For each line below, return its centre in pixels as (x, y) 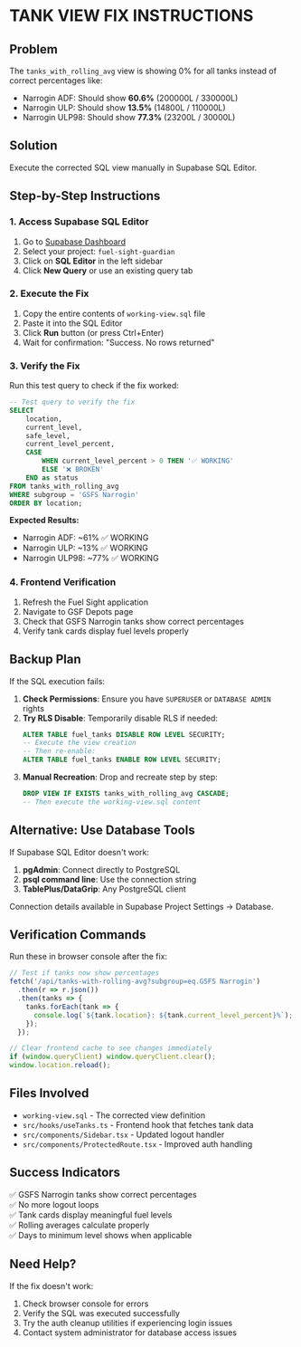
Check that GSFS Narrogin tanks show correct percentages (133, 621)
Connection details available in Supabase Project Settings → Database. (141, 906)
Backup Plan (45, 659)
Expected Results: (44, 521)
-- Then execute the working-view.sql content (112, 802)
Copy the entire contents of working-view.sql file (114, 313)
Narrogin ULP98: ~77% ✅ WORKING (91, 559)
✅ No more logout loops (54, 1204)
